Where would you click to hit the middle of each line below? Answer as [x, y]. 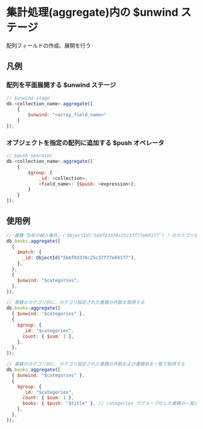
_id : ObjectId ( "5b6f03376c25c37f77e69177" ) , [79, 258]
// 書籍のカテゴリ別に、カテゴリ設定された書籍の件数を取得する [76, 303]
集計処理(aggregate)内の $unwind [92, 12]
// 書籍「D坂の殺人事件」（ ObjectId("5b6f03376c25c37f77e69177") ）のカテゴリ [100, 235]
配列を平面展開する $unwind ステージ [61, 85]
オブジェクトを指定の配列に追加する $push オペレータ [85, 143]
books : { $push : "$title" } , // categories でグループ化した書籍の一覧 [108, 404]
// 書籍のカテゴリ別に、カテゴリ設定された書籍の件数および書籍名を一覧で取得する [96, 364]
